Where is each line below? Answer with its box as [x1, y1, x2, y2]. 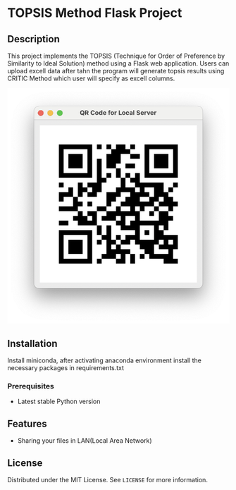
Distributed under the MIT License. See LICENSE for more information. [7, 476, 208, 484]
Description [7, 33, 60, 45]
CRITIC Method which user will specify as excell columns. [7, 74, 175, 82]
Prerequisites [7, 381, 54, 391]
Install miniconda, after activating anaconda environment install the [7, 356, 202, 365]
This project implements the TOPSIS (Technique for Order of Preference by [7, 51, 225, 60]
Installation [7, 337, 58, 350]
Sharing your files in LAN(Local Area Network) [17, 436, 153, 445]
